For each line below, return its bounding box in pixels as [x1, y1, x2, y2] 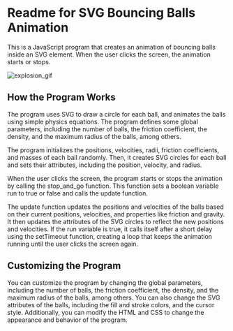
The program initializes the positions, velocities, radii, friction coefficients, [7, 145, 220, 154]
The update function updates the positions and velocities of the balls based [7, 203, 225, 211]
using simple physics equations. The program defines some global [7, 117, 199, 126]
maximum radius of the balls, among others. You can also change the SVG [7, 293, 221, 302]
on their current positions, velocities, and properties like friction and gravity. [7, 209, 225, 218]
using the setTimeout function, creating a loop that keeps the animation [7, 232, 213, 240]
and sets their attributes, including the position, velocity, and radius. [7, 161, 202, 169]
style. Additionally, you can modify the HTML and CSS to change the [7, 308, 204, 316]
